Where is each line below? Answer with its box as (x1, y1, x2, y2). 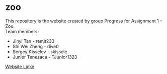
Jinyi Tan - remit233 (12, 38, 55, 44)
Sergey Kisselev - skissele (12, 49, 67, 55)
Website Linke (5, 64, 35, 70)
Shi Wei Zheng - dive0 (12, 43, 59, 49)
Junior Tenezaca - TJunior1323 (12, 54, 77, 60)
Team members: (5, 28, 39, 34)
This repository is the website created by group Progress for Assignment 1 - (5, 18, 162, 24)
